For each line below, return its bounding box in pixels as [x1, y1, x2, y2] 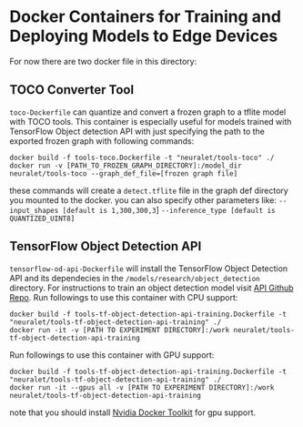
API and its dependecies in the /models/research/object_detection [9, 272, 261, 283]
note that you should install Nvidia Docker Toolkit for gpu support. [9, 407, 257, 418]
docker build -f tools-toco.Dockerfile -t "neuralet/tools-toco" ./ [9, 153, 275, 162]
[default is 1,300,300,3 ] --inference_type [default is [62, 204, 276, 215]
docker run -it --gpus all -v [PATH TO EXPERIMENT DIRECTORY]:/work [9, 382, 275, 392]
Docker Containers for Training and [9, 6, 282, 27]
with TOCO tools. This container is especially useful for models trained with [9, 116, 292, 127]
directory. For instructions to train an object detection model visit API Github [9, 282, 294, 293]
